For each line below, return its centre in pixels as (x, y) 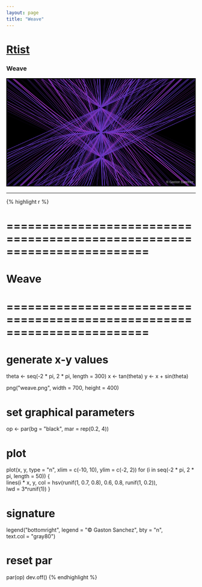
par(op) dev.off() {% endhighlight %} (52, 577)
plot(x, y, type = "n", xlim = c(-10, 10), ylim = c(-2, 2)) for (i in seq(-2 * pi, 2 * (100, 470)
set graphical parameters (71, 412)
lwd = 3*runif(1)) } (29, 489)
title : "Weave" (25, 19)
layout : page (23, 13)
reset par (29, 561)
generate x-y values (57, 359)
